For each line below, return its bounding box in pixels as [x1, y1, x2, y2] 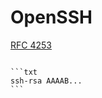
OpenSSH [10, 6, 93, 29]
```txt [10, 67, 38, 77]
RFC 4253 [10, 39, 52, 51]
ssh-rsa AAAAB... [10, 76, 83, 86]
